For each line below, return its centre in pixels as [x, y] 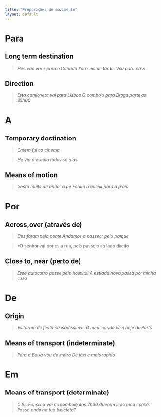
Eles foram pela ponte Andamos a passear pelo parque [73, 236]
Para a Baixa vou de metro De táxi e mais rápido [66, 355]
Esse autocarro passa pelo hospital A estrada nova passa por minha [86, 273]
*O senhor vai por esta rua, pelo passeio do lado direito [73, 246]
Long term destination [40, 57]
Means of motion [31, 175]
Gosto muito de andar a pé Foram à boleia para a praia [73, 187]
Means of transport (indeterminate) [60, 343]
